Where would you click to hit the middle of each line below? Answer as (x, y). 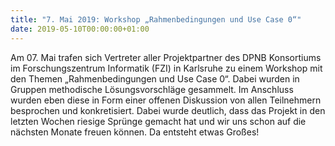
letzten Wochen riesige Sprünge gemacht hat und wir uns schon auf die (158, 121)
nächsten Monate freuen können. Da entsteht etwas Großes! (135, 132)
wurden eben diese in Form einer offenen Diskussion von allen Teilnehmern (166, 100)
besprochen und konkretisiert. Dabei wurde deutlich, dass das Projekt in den (168, 110)
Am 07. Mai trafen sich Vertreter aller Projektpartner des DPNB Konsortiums (166, 57)
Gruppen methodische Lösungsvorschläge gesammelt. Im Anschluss (152, 89)
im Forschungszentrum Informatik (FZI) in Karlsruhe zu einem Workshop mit (166, 68)
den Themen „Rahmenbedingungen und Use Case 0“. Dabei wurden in (155, 78)
